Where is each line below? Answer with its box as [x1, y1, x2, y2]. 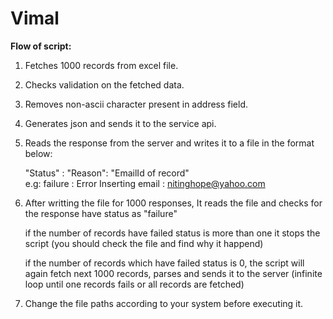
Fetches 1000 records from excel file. [24, 59, 179, 71]
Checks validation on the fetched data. [24, 78, 185, 91]
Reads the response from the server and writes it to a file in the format [24, 137, 315, 149]
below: [24, 147, 53, 159]
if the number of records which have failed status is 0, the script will [24, 257, 305, 269]
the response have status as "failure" [24, 207, 178, 219]
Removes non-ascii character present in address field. [24, 98, 249, 110]
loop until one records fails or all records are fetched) [24, 278, 245, 290]
